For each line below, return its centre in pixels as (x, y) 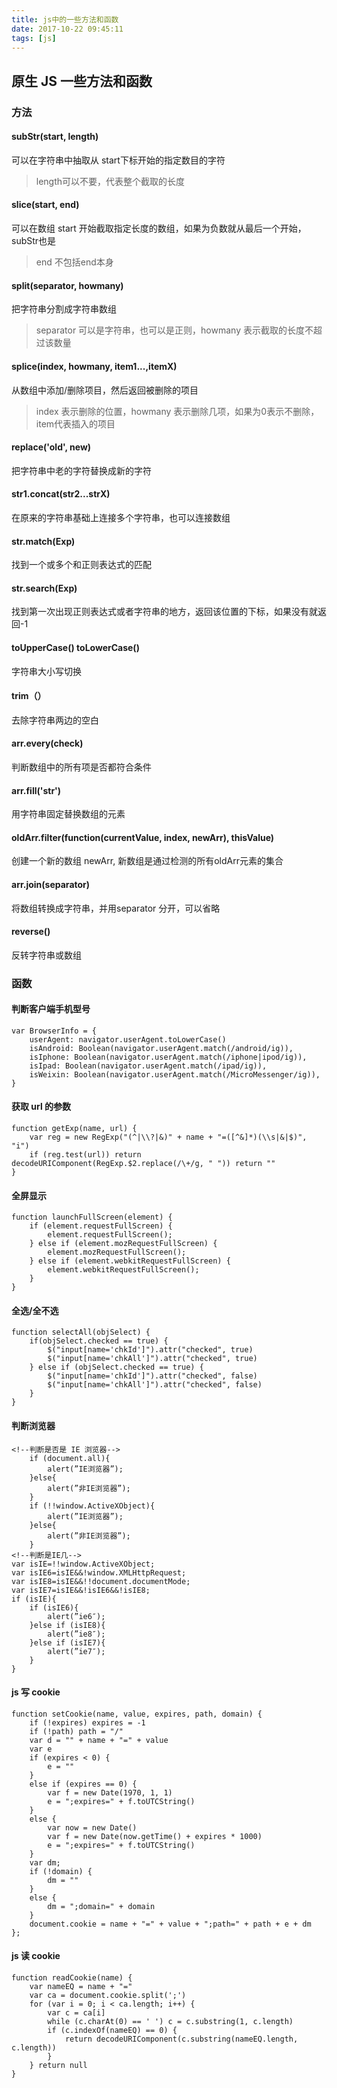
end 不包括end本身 (74, 262)
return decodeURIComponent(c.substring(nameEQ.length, (181, 2039)
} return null (58, 2066)
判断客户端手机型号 (51, 1009)
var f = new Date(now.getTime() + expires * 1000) (155, 1836)
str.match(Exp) (43, 541)
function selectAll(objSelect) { (81, 1332)
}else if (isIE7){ (67, 1642)
